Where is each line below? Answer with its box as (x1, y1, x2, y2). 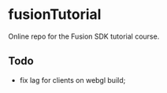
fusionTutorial (8, 6, 102, 24)
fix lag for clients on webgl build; (19, 75, 126, 84)
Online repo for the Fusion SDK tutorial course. (8, 32, 160, 41)
